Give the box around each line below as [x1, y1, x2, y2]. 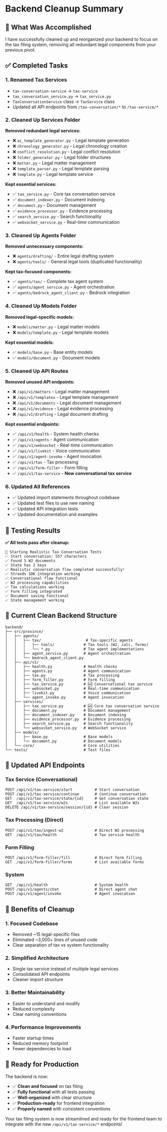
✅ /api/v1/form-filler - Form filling [12, 465, 88, 471]
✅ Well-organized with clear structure [12, 1094, 92, 1100]
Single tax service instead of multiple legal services [12, 966, 119, 972]
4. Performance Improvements [5, 1023, 81, 1030]
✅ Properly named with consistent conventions [12, 1105, 111, 1111]
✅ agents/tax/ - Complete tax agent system [12, 279, 103, 285]
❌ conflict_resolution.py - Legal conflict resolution [12, 148, 121, 154]
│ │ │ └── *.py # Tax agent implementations [5, 646, 144, 651]
